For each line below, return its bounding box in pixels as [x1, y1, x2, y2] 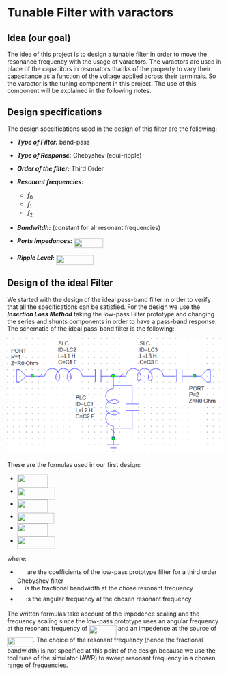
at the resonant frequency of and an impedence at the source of [7, 625, 217, 633]
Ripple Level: [16, 253, 55, 262]
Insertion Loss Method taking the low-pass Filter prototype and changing [7, 310, 215, 318]
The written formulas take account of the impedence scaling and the [7, 610, 200, 618]
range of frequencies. [7, 661, 68, 669]
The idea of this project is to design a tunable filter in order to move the [7, 50, 208, 58]
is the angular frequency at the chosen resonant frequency [26, 594, 192, 603]
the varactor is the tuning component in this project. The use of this [7, 79, 197, 87]
